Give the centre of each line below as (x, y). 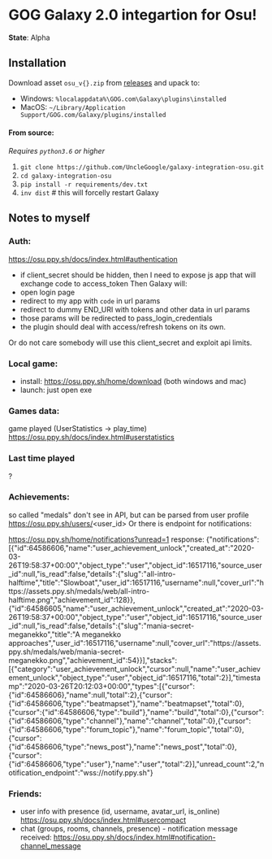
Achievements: (39, 497)
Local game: (33, 364)
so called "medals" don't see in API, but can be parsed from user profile (129, 515)
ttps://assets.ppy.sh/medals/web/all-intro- (79, 591)
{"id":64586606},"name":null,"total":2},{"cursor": (91, 695)
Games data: (34, 411)
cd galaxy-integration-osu (66, 176)
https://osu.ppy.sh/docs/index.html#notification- (135, 837)
